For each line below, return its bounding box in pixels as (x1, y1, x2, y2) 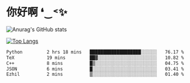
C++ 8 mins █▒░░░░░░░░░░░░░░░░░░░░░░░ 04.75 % (6, 60, 185, 66)
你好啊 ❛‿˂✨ (6, 5, 67, 19)
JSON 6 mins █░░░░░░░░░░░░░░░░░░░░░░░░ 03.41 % (6, 66, 185, 72)
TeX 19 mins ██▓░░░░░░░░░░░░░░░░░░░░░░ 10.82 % (6, 55, 185, 61)
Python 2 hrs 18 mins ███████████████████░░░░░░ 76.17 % (6, 49, 185, 55)
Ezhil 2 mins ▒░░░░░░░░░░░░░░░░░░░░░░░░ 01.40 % (6, 72, 185, 78)
